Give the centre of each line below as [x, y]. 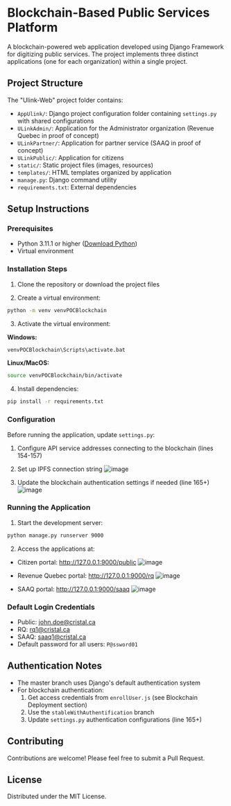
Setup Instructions [48, 209]
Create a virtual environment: [59, 298]
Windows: [22, 337]
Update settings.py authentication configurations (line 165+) [115, 719]
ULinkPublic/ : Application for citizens [70, 157]
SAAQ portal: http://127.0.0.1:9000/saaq [74, 589]
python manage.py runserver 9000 [55, 535]
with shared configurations [55, 121]
